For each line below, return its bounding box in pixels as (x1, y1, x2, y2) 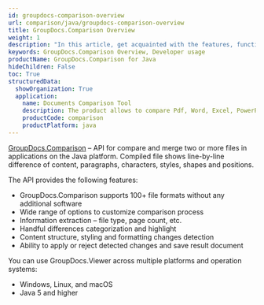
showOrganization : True (15, 84, 93, 93)
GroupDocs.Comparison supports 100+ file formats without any (19, 190, 225, 199)
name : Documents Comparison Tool (22, 99, 132, 107)
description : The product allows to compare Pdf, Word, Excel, (22, 107, 234, 115)
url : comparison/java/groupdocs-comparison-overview (8, 19, 185, 27)
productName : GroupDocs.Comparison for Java (8, 56, 156, 64)
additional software (19, 199, 82, 208)
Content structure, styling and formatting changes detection (19, 232, 214, 241)
